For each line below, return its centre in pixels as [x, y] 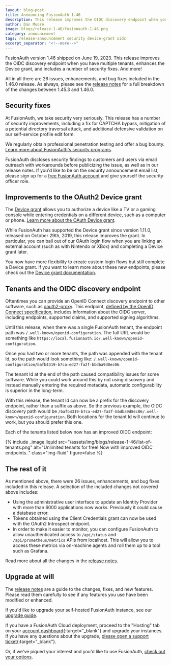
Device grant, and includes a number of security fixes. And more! [74, 68]
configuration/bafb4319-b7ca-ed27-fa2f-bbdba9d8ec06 [62, 365]
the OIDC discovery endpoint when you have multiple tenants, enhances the [85, 63]
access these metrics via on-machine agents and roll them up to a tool [87, 545]
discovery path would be [31, 411]
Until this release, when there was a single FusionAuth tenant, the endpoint [84, 327]
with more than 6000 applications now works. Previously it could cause [88, 507]
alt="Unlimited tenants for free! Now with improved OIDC [93, 447]
